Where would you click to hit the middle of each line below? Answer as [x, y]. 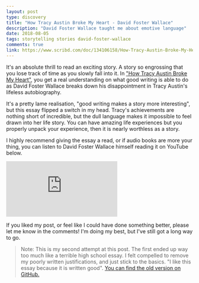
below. [14, 153]
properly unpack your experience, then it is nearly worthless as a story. [93, 128]
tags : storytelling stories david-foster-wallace [69, 39]
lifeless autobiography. [34, 92]
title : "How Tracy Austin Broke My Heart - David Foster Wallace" [90, 22]
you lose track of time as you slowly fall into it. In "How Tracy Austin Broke [97, 73]
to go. [13, 237]
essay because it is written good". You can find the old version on [101, 268]
